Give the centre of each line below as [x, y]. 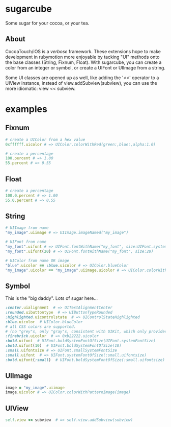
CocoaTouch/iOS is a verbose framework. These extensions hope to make [83, 51]
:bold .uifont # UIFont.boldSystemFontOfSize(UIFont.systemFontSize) [81, 341]
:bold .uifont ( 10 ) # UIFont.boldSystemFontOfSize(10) [64, 346]
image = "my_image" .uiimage [35, 388]
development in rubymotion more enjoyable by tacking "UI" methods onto [82, 57]
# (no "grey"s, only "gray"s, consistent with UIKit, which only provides [86, 331]
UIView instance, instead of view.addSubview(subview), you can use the [81, 83]
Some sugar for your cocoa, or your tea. [47, 23]
